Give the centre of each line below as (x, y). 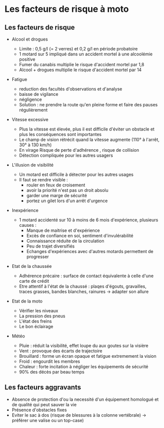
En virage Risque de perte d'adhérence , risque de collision (79, 150)
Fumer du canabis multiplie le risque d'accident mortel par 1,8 (82, 64)
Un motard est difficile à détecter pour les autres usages (76, 174)
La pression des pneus (42, 316)
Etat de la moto (27, 301)
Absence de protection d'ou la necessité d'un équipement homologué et (85, 399)
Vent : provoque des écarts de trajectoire (61, 351)
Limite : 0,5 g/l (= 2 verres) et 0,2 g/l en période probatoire (78, 49)
